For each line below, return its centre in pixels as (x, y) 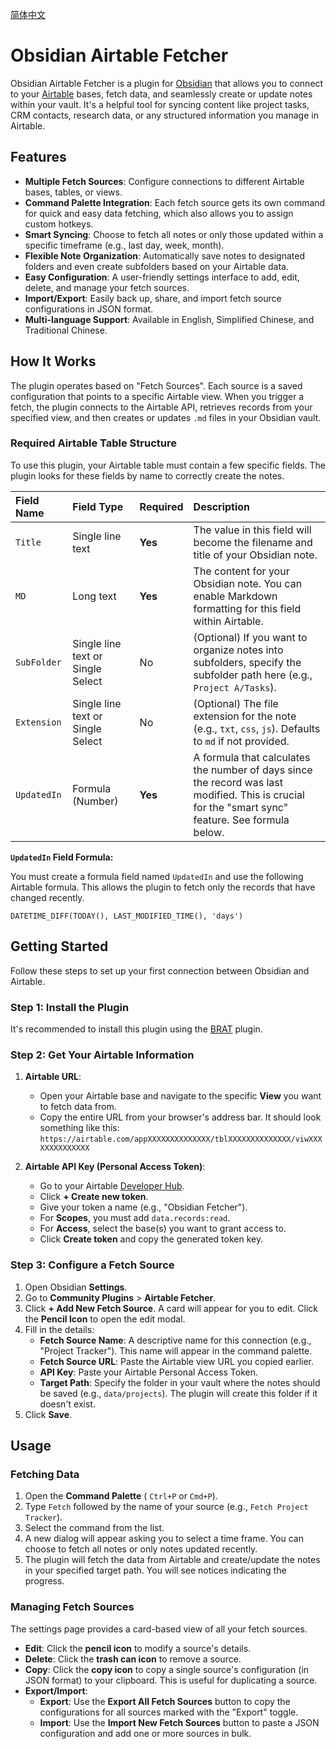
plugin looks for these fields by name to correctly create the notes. (147, 475)
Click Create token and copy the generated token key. (151, 1239)
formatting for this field (247, 608)
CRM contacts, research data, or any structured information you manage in (164, 115)
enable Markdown (235, 596)
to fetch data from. (78, 1107)
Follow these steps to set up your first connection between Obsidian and (160, 970)
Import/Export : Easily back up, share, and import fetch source (153, 298)
